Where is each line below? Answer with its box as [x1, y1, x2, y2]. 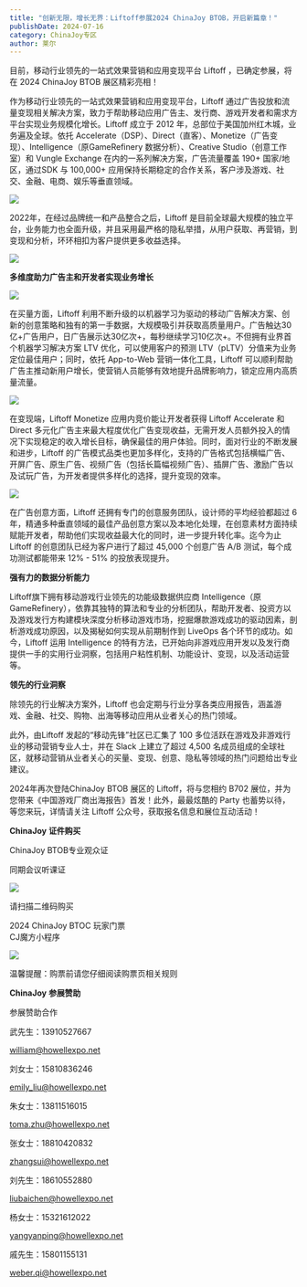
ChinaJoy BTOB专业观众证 [9, 845, 109, 856]
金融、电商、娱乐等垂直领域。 [25, 175, 138, 187]
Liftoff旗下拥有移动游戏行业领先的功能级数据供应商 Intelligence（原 [9, 591, 262, 603]
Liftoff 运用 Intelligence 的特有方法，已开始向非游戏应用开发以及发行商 [25, 637, 291, 649]
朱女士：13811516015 [9, 1101, 88, 1112]
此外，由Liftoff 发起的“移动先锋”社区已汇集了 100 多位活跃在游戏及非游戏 [9, 730, 283, 741]
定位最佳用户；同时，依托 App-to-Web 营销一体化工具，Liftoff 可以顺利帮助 [9, 353, 294, 365]
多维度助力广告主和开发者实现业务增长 [9, 271, 153, 283]
